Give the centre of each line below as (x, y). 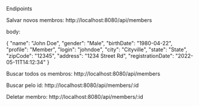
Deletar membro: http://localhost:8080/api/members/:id (75, 97)
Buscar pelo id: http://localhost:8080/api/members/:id (73, 85)
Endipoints (19, 9)
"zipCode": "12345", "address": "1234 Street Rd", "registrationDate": (90, 56)
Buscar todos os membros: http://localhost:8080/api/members (83, 74)
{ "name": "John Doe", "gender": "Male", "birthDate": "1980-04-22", (89, 43)
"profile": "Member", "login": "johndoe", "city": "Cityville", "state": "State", (97, 49)
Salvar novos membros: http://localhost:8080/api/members (79, 20)
